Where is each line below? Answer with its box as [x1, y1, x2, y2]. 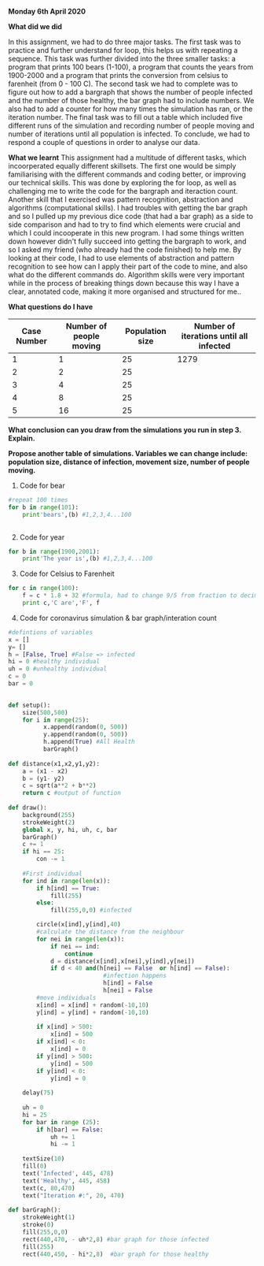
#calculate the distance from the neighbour [36, 928, 185, 936]
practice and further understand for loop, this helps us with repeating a [8, 46, 238, 54]
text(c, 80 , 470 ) [22, 1184, 76, 1192]
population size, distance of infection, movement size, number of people [8, 457, 250, 466]
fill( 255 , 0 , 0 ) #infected [49, 906, 132, 915]
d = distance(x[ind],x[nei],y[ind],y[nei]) [49, 957, 195, 965]
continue [64, 949, 93, 958]
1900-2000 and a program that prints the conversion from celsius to [8, 71, 229, 80]
